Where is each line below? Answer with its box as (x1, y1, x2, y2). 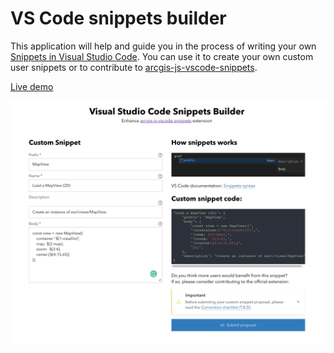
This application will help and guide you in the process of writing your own (10, 40, 317, 52)
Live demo (10, 80, 54, 92)
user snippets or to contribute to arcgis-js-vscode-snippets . (10, 61, 258, 73)
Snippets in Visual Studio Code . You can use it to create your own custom (10, 50, 314, 62)
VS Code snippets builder (10, 7, 227, 30)
